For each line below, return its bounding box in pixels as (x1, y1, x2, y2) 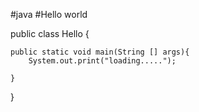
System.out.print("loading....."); (28, 56, 177, 66)
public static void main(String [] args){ (10, 47, 190, 57)
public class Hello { (10, 28, 90, 39)
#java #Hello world (10, 9, 88, 20)
